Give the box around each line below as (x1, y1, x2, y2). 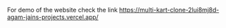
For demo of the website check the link (7, 6, 119, 14)
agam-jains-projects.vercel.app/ (7, 13, 99, 21)
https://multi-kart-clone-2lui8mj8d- (119, 6, 219, 14)
